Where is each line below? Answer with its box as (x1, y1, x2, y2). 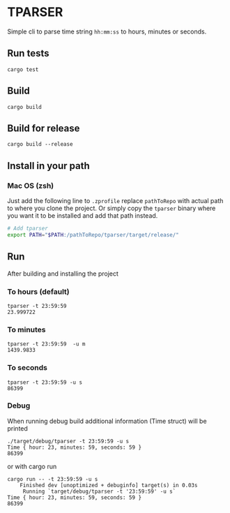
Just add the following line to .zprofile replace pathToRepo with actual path (7, 197, 224, 205)
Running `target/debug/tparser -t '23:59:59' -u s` (22, 488, 176, 495)
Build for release (7, 122, 80, 134)
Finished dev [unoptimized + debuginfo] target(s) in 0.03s (20, 482, 198, 489)
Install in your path (7, 160, 90, 172)
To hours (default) (7, 287, 70, 297)
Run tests (7, 47, 49, 59)
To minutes (7, 325, 47, 334)
